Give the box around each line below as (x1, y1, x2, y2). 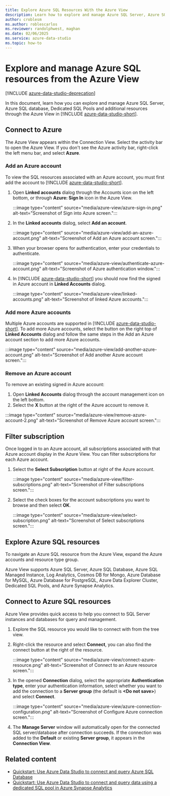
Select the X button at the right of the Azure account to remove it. (12, 402, 149, 408)
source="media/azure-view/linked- (64, 290, 138, 297)
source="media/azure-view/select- (64, 512, 138, 518)
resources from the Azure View (5, 73, 140, 84)
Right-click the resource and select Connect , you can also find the (12, 641, 152, 647)
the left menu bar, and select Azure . (5, 150, 80, 156)
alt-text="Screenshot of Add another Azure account (34, 352, 143, 358)
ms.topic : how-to (5, 41, 42, 46)
